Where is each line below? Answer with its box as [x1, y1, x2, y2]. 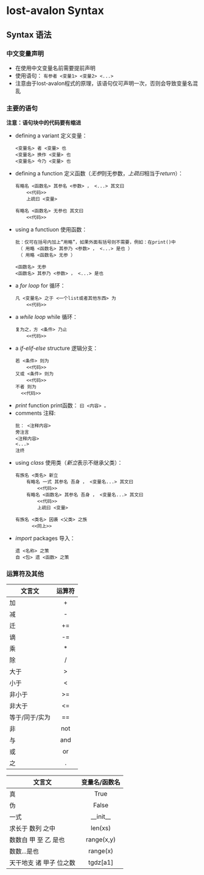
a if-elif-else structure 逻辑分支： [15, 344, 99, 352]
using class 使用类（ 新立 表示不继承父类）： [15, 459, 123, 467]
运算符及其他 [6, 570, 44, 578]
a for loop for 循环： [15, 282, 66, 289]
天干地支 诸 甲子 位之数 [9, 859, 76, 867]
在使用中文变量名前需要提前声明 [15, 64, 96, 71]
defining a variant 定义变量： [15, 132, 88, 139]
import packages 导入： [15, 535, 76, 542]
